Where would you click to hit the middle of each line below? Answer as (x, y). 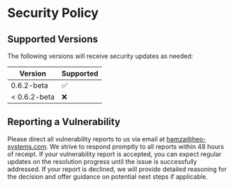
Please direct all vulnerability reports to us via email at (86, 139)
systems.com (27, 146)
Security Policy (53, 13)
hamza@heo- (186, 139)
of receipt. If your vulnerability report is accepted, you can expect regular (115, 154)
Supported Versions (52, 39)
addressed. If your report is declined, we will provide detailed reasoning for (117, 169)
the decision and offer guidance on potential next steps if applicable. (107, 176)
